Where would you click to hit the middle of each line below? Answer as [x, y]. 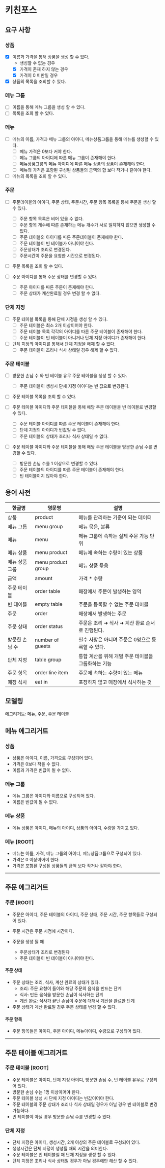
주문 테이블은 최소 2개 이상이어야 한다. [56, 325]
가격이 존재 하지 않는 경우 [44, 69]
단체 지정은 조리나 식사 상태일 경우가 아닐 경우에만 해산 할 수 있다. [75, 1161]
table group [48, 659]
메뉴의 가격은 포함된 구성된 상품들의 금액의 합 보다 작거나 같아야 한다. [86, 170]
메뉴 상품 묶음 [94, 565]
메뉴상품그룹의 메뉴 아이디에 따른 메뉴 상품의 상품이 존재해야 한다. [82, 164]
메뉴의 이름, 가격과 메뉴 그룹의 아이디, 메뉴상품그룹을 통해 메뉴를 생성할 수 [83, 139]
